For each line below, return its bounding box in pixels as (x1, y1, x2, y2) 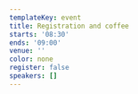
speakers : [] (9, 72, 58, 81)
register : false (9, 64, 69, 73)
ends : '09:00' (9, 38, 62, 47)
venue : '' (9, 47, 46, 56)
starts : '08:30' (9, 30, 69, 38)
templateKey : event (9, 13, 82, 22)
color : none (9, 55, 53, 64)
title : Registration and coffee (9, 21, 129, 30)
